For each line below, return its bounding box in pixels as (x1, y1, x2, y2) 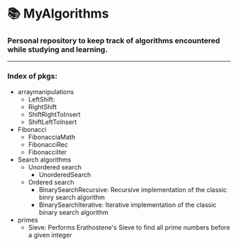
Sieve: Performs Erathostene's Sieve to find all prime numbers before (28, 223, 230, 231)
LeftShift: (28, 95, 55, 104)
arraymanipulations (17, 87, 74, 96)
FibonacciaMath (28, 133, 76, 141)
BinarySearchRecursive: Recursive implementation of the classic (38, 185, 227, 194)
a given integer (28, 230, 72, 239)
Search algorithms (17, 155, 72, 164)
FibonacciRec (28, 140, 69, 149)
